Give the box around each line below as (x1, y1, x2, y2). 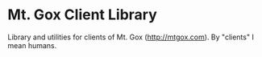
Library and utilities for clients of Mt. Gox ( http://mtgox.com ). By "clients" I (7, 32, 255, 42)
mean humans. (7, 40, 57, 50)
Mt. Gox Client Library (7, 6, 158, 24)
